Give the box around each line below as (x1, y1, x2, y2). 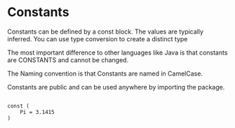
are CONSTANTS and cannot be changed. (7, 55, 128, 64)
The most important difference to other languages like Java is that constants (7, 48, 228, 57)
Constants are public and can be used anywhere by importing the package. (7, 83, 225, 91)
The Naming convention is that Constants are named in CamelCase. (7, 69, 203, 78)
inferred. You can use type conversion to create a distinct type (7, 34, 188, 43)
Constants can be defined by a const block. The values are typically (7, 27, 204, 36)
